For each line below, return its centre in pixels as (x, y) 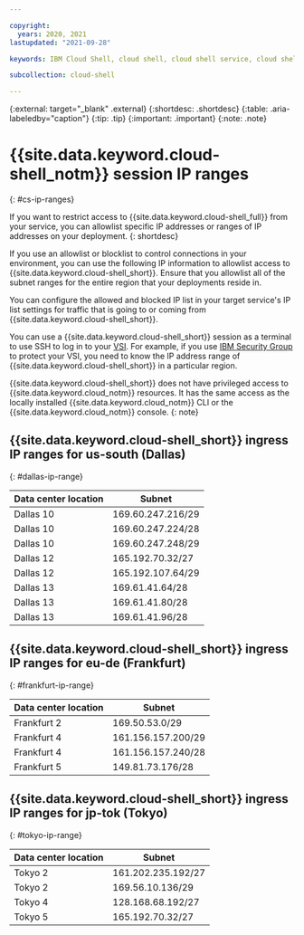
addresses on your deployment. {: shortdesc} (94, 236)
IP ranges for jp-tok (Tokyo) (89, 813)
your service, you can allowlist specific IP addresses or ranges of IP (136, 226)
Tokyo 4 (31, 902)
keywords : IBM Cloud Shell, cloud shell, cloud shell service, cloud (143, 59)
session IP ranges (180, 174)
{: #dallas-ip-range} (47, 476)
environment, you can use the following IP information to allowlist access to (150, 263)
